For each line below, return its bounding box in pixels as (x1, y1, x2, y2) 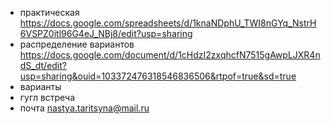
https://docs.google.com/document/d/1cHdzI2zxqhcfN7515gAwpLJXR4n (19, 49, 321, 61)
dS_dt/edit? (19, 60, 68, 71)
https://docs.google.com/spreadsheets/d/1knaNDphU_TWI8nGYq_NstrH (19, 17, 317, 29)
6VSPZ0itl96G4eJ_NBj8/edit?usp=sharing (19, 28, 193, 39)
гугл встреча (19, 92, 76, 103)
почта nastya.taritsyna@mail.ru (19, 102, 150, 114)
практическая (19, 7, 80, 18)
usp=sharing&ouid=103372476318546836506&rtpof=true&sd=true (19, 70, 297, 82)
